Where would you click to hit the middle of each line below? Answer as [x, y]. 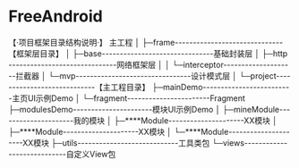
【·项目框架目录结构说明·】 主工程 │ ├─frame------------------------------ [146, 42]
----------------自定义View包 [62, 154]
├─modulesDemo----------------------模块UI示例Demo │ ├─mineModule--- [149, 109]
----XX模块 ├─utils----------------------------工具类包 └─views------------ [148, 143]
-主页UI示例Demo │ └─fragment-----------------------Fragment [127, 98]
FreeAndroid [56, 17]
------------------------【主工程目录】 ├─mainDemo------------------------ [149, 87]
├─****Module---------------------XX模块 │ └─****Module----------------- [149, 131]
